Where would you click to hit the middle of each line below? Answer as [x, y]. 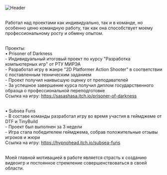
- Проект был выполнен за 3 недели [44, 127]
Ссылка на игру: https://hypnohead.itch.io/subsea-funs [63, 143]
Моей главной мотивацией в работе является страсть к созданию [76, 158]
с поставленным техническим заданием [48, 75]
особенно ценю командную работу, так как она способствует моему [79, 28]
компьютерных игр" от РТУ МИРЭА [43, 64]
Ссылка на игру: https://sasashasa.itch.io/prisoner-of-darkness [71, 96]
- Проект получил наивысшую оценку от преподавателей [67, 80]
